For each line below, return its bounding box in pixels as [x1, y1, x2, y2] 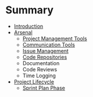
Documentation [22, 59, 60, 67]
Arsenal [13, 28, 33, 35]
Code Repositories [22, 53, 67, 60]
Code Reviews [22, 66, 58, 73]
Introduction [13, 23, 44, 30]
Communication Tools [22, 41, 75, 48]
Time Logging [22, 72, 56, 79]
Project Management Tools [22, 35, 88, 42]
